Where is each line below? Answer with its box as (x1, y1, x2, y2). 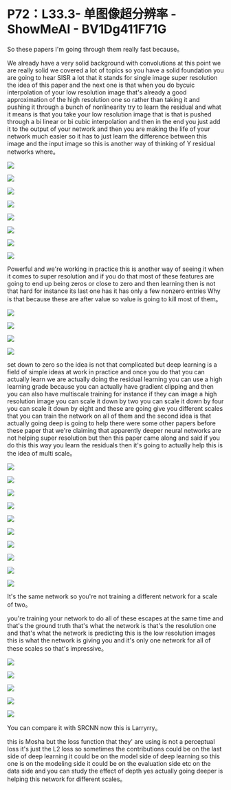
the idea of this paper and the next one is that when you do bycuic (7, 81, 195, 89)
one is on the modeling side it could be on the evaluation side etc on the (7, 759, 211, 767)
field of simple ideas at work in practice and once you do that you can (7, 367, 205, 376)
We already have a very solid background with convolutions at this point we (7, 59, 221, 67)
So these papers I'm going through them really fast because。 (7, 45, 184, 53)
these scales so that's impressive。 (7, 644, 108, 652)
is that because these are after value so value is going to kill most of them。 (7, 294, 222, 303)
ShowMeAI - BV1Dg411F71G (7, 21, 167, 37)
